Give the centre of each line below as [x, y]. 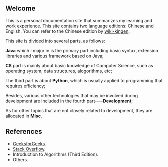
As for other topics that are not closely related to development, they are [79, 110]
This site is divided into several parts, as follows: [55, 41]
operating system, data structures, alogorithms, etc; [59, 71]
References [24, 132]
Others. [20, 159]
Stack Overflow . [29, 149]
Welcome [20, 8]
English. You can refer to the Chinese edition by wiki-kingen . [68, 31]
